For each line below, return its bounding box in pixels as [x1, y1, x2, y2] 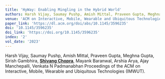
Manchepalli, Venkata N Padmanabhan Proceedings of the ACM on [5, 63, 141, 69]
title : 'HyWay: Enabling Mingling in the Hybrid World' [5, 7, 122, 12]
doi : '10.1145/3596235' [5, 26, 54, 30]
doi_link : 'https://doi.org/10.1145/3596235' [5, 30, 100, 35]
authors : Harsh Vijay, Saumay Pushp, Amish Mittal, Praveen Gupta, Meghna [5, 12, 162, 17]
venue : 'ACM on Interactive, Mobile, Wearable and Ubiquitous [5, 16, 135, 21]
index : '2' [5, 35, 27, 40]
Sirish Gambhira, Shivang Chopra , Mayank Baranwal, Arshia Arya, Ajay [5, 57, 149, 64]
